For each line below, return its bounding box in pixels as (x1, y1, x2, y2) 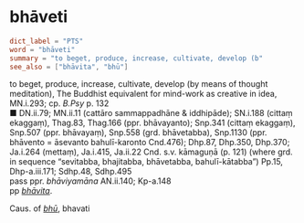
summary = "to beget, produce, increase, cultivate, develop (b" (9, 53, 263, 63)
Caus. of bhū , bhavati (9, 203, 90, 214)
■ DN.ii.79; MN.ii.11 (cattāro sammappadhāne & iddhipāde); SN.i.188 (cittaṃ (9, 108, 294, 119)
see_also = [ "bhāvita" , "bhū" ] (9, 62, 129, 71)
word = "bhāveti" (9, 45, 76, 54)
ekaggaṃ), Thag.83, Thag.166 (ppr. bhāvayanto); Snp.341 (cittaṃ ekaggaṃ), (9, 117, 296, 129)
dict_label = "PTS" (9, 37, 84, 46)
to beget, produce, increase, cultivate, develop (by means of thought (9, 79, 268, 90)
